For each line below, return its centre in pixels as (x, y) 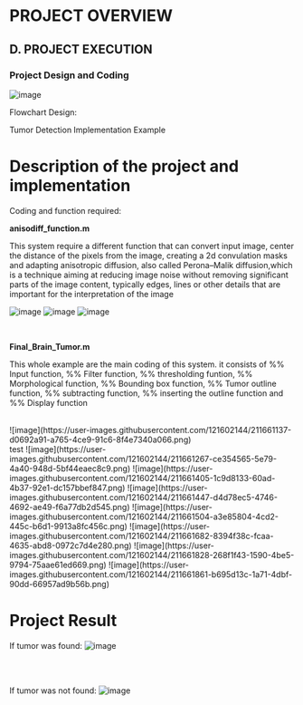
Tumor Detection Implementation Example (87, 130)
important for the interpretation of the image (92, 294)
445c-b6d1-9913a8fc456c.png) (69, 526)
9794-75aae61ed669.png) (58, 565)
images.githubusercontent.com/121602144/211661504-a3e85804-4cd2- (144, 517)
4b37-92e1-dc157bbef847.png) (67, 488)
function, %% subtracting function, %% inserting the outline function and (147, 393)
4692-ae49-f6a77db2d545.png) (70, 507)
